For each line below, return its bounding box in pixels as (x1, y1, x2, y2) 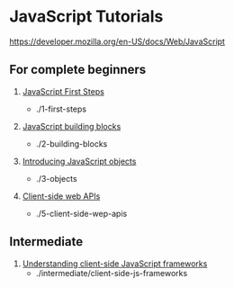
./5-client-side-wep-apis (35, 208, 128, 219)
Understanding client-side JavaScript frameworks (22, 258, 208, 269)
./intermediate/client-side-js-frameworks (35, 267, 188, 278)
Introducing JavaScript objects (22, 156, 137, 166)
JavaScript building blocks (22, 121, 121, 131)
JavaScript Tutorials (9, 6, 164, 27)
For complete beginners (9, 62, 147, 77)
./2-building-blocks (35, 138, 108, 149)
